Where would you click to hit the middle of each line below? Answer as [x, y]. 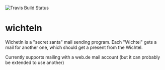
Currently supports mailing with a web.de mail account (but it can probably [83, 57]
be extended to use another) [35, 62]
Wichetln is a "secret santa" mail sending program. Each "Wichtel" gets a [81, 42]
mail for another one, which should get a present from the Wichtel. [74, 47]
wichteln [24, 28]
